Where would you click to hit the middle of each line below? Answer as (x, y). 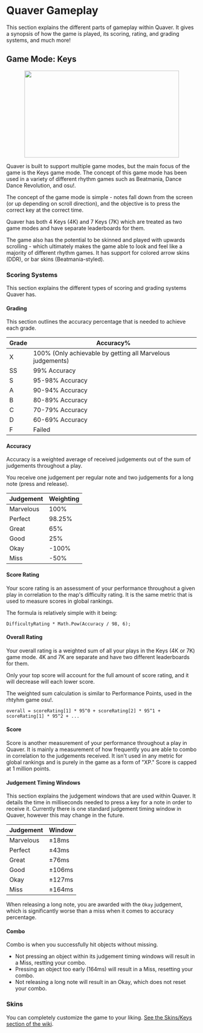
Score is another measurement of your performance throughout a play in (97, 743)
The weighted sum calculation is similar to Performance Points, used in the (99, 693)
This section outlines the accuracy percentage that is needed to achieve (96, 322)
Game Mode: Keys (41, 59)
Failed (42, 430)
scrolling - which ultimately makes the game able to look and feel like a (94, 246)
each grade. (21, 328)
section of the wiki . (30, 1024)
